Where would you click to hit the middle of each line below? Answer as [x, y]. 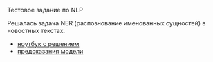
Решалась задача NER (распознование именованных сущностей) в [106, 23]
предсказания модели [50, 51]
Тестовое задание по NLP [45, 10]
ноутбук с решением [48, 44]
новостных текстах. [36, 31]
